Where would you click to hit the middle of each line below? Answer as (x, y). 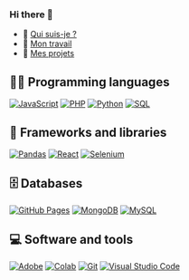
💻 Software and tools (71, 240)
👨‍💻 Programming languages (90, 82)
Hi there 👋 (32, 14)
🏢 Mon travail (47, 43)
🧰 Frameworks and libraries (88, 132)
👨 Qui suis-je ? (49, 34)
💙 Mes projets (48, 53)
